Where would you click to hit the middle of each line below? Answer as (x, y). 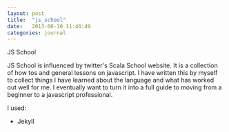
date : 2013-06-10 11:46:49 (49, 26)
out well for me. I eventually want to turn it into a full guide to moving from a (114, 87)
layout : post (26, 13)
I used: (17, 108)
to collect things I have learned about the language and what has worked (111, 80)
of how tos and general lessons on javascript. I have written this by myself (112, 73)
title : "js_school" (37, 20)
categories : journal (37, 33)
